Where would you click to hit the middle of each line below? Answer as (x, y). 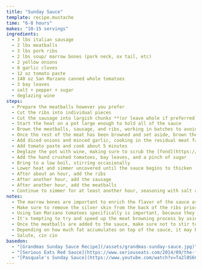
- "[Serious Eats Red (39, 252)
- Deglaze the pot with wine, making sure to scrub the (83, 152)
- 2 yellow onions (35, 62)
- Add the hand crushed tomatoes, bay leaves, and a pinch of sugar (99, 157)
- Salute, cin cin (35, 235)
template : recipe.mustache (40, 17)
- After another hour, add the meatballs (64, 185)
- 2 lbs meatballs (35, 46)
